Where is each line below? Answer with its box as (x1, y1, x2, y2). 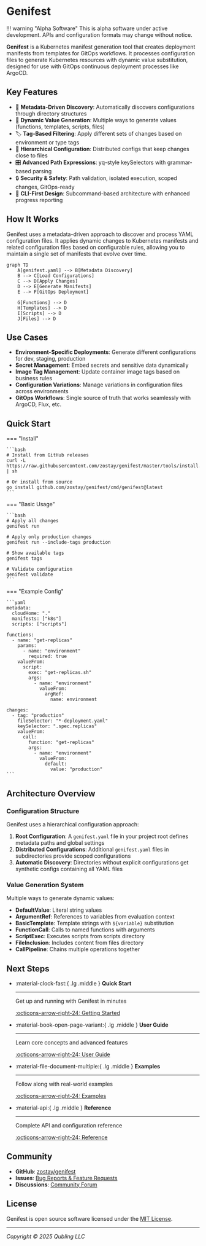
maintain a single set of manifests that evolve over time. (6, 250, 147, 257)
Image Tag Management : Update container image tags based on (15, 368, 180, 375)
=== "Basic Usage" (6, 501, 55, 508)
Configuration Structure (6, 807, 80, 815)
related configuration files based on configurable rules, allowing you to (6, 243, 185, 251)
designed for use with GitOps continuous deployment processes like (6, 63, 179, 70)
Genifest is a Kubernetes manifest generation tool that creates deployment (6, 43, 196, 50)
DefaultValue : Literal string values (15, 906, 102, 914)
